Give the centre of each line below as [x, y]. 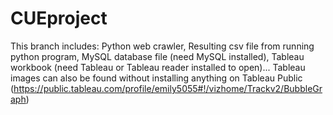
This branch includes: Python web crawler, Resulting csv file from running [162, 46]
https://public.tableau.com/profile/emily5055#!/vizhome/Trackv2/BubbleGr [168, 88]
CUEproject [59, 18]
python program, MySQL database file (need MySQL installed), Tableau [157, 56]
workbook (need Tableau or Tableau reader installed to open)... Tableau [158, 67]
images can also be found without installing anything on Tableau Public [156, 78]
